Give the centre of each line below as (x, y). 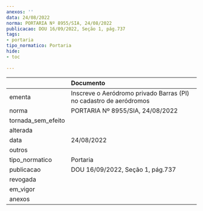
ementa (20, 97)
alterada (21, 130)
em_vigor (22, 189)
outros (19, 150)
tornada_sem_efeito (37, 120)
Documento (88, 83)
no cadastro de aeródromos (110, 100)
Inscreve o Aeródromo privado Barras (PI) (130, 93)
